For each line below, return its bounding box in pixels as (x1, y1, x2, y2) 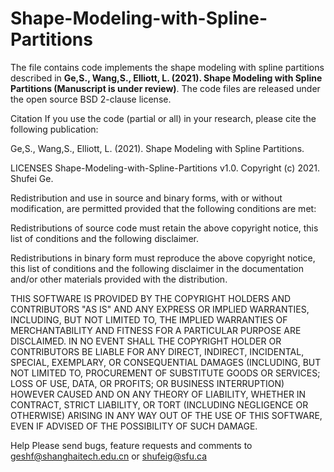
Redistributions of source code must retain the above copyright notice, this (10, 222, 319, 234)
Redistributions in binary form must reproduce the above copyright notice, (10, 252, 316, 264)
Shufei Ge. (10, 172, 54, 184)
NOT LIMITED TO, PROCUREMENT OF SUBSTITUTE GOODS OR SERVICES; (10, 367, 321, 379)
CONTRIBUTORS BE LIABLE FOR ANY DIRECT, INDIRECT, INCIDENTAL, (10, 345, 305, 357)
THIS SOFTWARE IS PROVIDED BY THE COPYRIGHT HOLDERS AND (10, 292, 292, 304)
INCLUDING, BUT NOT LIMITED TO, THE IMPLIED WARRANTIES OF (10, 313, 288, 326)
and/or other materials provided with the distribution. (10, 273, 228, 285)
